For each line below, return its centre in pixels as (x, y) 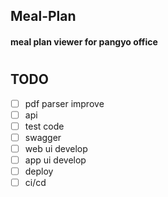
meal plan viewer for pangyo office (84, 41)
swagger (43, 137)
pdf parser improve (64, 103)
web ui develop (56, 148)
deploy (39, 171)
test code (44, 126)
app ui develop (55, 160)
